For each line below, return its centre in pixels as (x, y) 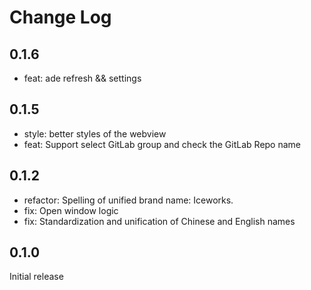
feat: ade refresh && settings (82, 78)
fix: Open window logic (71, 210)
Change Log (60, 17)
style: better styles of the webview (95, 133)
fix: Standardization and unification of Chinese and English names (159, 221)
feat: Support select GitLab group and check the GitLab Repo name (162, 144)
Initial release (36, 277)
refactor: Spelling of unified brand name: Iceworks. (128, 200)
